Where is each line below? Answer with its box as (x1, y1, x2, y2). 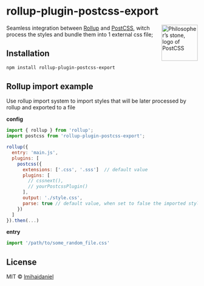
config (6, 115, 23, 123)
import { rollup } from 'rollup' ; (6, 128, 94, 134)
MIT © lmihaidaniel (6, 273, 54, 281)
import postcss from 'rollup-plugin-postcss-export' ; (6, 133, 146, 139)
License (6, 257, 37, 267)
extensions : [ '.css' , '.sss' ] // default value (22, 166, 148, 172)
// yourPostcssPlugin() (28, 183, 88, 189)
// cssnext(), (28, 178, 64, 184)
